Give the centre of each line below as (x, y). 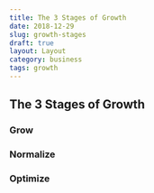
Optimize (30, 179)
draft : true (32, 43)
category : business (46, 60)
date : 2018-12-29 (42, 26)
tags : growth (34, 69)
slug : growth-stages (48, 34)
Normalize (32, 154)
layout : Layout (38, 51)
